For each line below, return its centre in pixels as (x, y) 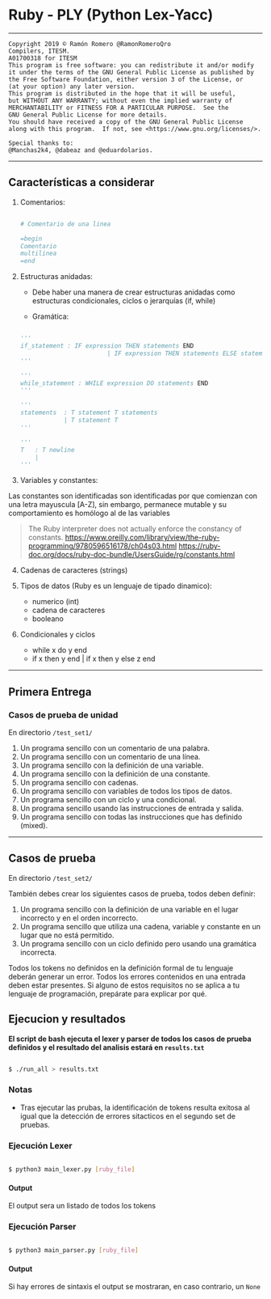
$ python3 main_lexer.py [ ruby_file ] (72, 1170)
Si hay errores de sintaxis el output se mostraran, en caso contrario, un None (134, 1287)
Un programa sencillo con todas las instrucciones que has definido (131, 817)
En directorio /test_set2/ (50, 878)
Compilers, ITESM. (39, 51)
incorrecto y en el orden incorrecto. (79, 918)
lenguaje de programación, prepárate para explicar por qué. (108, 993)
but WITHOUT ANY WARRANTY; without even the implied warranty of (120, 100)
